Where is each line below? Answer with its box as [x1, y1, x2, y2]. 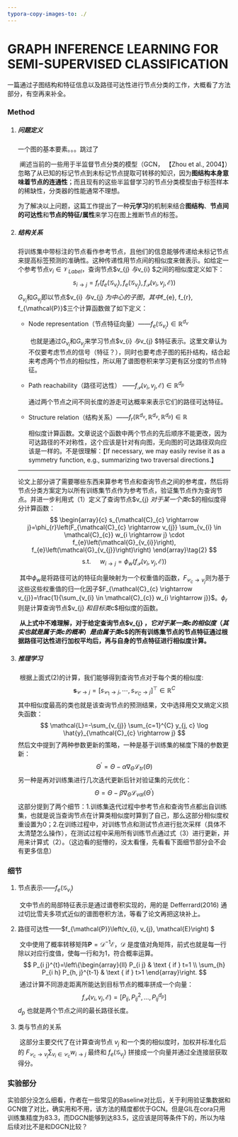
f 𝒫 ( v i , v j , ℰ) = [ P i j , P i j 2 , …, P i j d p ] [81, 991, 167, 1003]
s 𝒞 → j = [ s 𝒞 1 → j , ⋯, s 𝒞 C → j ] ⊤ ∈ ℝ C [73, 684, 176, 697]
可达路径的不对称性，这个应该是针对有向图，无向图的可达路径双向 [28, 438, 221, 447]
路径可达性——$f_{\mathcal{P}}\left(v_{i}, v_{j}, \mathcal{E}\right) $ [17, 925, 215, 933]
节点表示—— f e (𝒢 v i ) [17, 883, 74, 894]
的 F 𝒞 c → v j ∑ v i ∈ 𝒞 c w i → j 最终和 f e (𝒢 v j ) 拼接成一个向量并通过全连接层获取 [17, 1048, 228, 1059]
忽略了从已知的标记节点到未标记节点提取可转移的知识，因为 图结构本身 [17, 169, 223, 177]
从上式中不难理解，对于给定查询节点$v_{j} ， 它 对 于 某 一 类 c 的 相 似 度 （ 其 [19, 619, 229, 627]
